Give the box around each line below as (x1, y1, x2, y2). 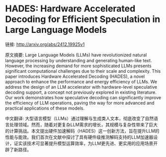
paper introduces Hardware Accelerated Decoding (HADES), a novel (5, 73, 145, 79)
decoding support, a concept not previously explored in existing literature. (5, 89, 157, 95)
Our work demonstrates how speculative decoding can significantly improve (5, 94, 162, 100)
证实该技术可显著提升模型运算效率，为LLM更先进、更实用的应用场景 (13, 140, 154, 146)
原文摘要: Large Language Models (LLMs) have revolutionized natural (5, 52, 147, 58)
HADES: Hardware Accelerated (5, 3, 136, 14)
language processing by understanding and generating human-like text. (5, 57, 152, 63)
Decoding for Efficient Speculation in (5, 13, 161, 25)
